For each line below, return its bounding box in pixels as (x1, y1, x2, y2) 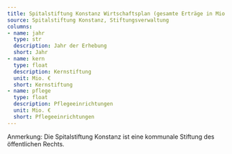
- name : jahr (7, 29, 45, 37)
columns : (7, 23, 33, 30)
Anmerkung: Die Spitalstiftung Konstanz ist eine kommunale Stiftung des (7, 132, 215, 141)
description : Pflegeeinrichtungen (13, 101, 113, 108)
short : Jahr (13, 49, 49, 56)
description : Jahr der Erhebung (13, 42, 108, 49)
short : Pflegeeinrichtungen (13, 113, 95, 120)
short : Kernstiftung (13, 81, 73, 88)
